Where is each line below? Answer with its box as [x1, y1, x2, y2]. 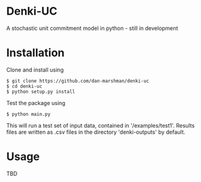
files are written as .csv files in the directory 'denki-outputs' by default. [6, 128, 186, 136]
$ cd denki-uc [6, 83, 43, 89]
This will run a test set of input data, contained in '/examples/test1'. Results [6, 122, 195, 129]
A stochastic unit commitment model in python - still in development [6, 24, 178, 32]
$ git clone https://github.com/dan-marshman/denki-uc [6, 78, 150, 84]
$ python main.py [6, 111, 51, 117]
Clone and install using [6, 66, 64, 73]
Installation [6, 46, 65, 60]
